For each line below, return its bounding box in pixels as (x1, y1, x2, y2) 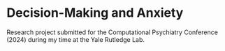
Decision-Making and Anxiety (6, 5, 184, 21)
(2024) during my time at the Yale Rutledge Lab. (6, 35, 145, 43)
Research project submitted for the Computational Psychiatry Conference (6, 28, 218, 36)
